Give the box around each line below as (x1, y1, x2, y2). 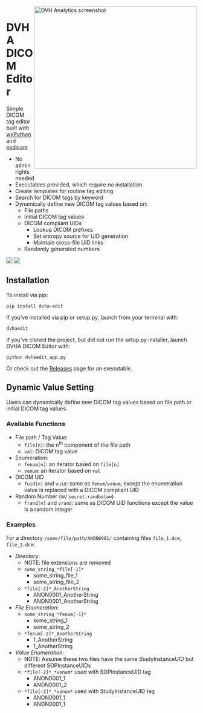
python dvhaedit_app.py (6, 354, 66, 360)
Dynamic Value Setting (6, 383, 94, 393)
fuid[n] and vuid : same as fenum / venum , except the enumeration (24, 479, 183, 487)
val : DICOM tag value (24, 447, 78, 455)
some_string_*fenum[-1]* (24, 611, 87, 617)
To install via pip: (6, 291, 48, 298)
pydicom (6, 143, 28, 151)
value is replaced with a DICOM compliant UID (24, 486, 140, 493)
